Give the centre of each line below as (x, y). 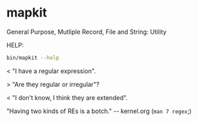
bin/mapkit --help (33, 58)
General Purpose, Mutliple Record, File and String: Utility (87, 32)
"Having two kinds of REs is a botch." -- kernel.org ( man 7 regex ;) (99, 111)
